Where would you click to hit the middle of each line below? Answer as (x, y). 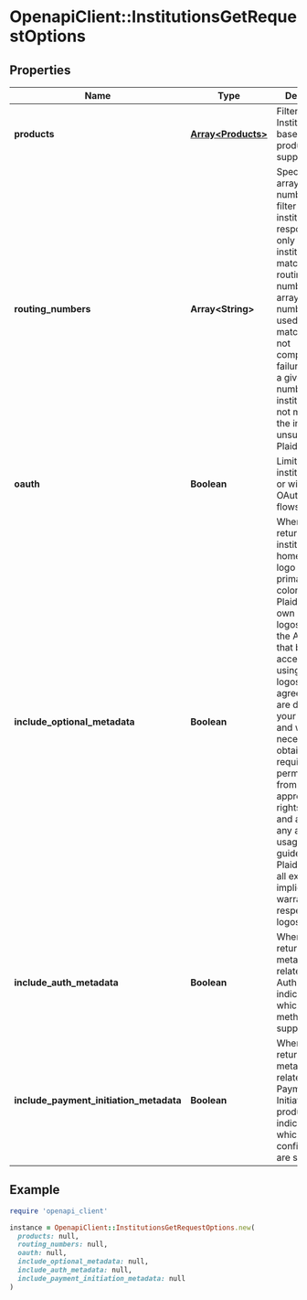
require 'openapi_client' (58, 1211)
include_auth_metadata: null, (75, 1270)
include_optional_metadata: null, (83, 1262)
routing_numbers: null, (63, 1245)
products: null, (48, 1236)
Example (35, 1190)
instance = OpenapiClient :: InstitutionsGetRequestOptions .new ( (132, 1228)
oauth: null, (42, 1253)
